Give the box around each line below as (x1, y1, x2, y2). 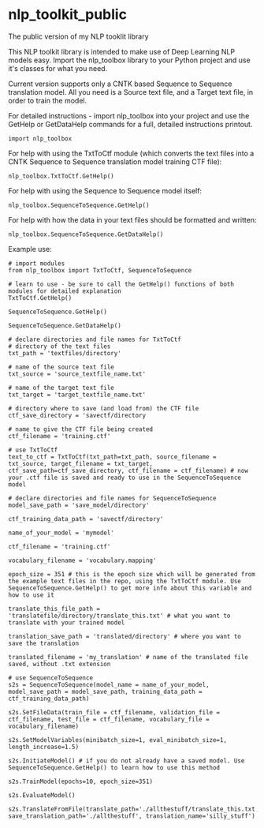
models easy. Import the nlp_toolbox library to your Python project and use (8, 55, 251, 65)
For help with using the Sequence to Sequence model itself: (8, 185, 203, 195)
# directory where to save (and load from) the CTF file (8, 404, 199, 412)
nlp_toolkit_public (8, 6, 128, 24)
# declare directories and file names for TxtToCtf (8, 335, 181, 343)
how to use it (8, 590, 55, 599)
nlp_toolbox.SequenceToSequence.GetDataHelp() (8, 230, 164, 238)
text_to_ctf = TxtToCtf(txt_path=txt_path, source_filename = (8, 452, 217, 461)
